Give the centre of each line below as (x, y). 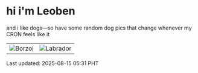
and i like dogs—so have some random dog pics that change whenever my (99, 28)
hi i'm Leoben (41, 11)
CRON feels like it (28, 34)
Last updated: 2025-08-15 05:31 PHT (53, 63)
